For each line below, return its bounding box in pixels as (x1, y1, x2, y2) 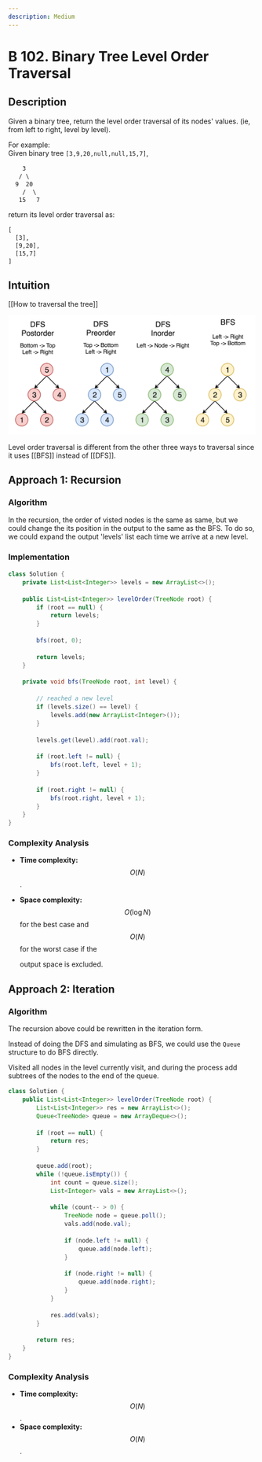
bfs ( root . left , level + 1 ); (49, 761, 143, 769)
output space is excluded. (19, 959, 104, 969)
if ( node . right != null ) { (64, 1270, 153, 1278)
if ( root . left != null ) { (36, 753, 122, 760)
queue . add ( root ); (36, 1162, 93, 1170)
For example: (8, 140, 51, 149)
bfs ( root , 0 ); (36, 637, 82, 645)
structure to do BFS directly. (8, 1048, 100, 1057)
